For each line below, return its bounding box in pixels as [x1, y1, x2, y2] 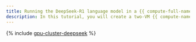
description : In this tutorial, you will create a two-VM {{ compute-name [6, 14, 192, 20]
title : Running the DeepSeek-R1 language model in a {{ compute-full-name [6, 8, 192, 14]
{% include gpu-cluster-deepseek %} [6, 29, 96, 36]
